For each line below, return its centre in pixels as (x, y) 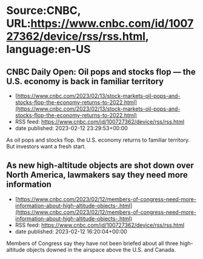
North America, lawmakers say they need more (97, 175)
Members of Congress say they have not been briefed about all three (92, 243)
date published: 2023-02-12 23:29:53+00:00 (72, 128)
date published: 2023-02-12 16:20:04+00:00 (71, 231)
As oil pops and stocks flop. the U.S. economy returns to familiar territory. (98, 140)
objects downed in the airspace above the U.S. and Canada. (101, 249)
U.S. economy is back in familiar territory (85, 81)
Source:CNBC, (43, 11)
